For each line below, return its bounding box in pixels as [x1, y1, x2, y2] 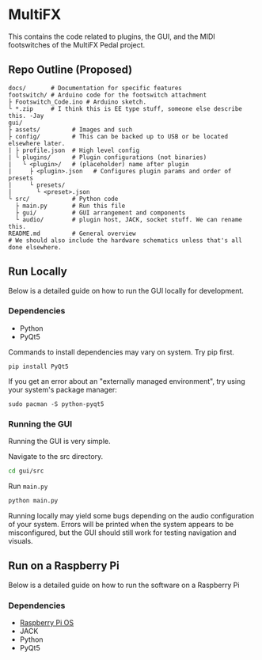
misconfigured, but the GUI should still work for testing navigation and [8, 528, 237, 537]
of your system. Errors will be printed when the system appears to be [8, 519, 234, 529]
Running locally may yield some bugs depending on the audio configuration [8, 510, 255, 520]
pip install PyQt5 [8, 362, 69, 370]
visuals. [8, 536, 33, 545]
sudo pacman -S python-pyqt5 [8, 400, 104, 408]
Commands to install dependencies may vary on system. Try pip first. [8, 347, 235, 357]
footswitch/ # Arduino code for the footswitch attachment [8, 91, 207, 99]
